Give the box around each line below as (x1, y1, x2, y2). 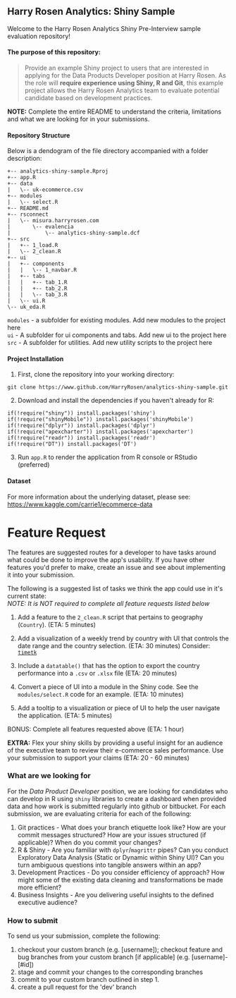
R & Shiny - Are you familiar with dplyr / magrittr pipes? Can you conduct (17, 846, 229, 854)
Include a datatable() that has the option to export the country (17, 661, 200, 669)
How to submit (7, 915, 58, 925)
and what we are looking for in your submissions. (7, 115, 150, 123)
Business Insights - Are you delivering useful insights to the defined (17, 890, 214, 899)
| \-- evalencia (7, 224, 74, 231)
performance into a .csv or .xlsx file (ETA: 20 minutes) (17, 669, 178, 677)
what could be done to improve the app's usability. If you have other (7, 555, 205, 564)
